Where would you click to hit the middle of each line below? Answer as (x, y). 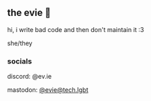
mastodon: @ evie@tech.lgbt (48, 90)
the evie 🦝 (29, 13)
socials (20, 61)
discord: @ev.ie (30, 77)
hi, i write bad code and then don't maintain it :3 (76, 29)
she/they (20, 43)
